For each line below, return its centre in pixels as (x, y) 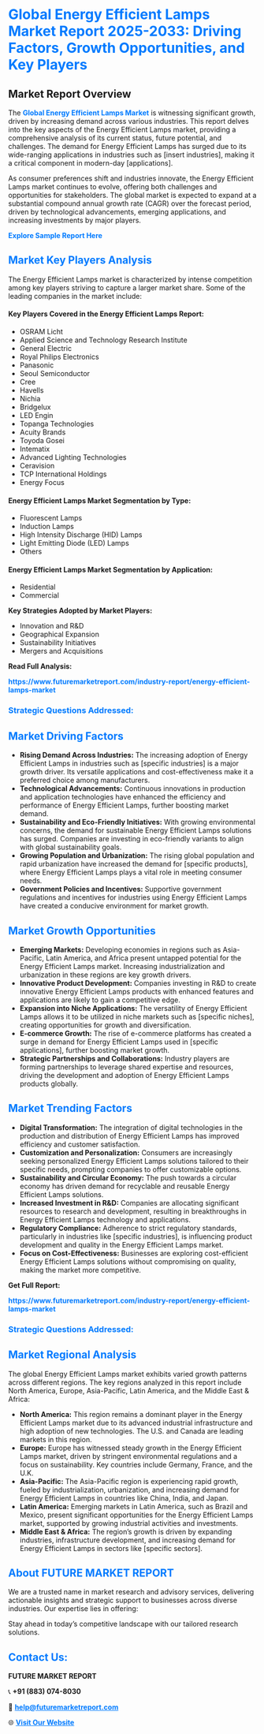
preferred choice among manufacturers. (85, 780)
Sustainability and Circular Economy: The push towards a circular (128, 1177)
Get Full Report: (34, 1285)
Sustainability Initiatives (58, 643)
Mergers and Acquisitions (61, 651)
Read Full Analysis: (40, 666)
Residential (37, 587)
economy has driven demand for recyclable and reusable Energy (125, 1186)
